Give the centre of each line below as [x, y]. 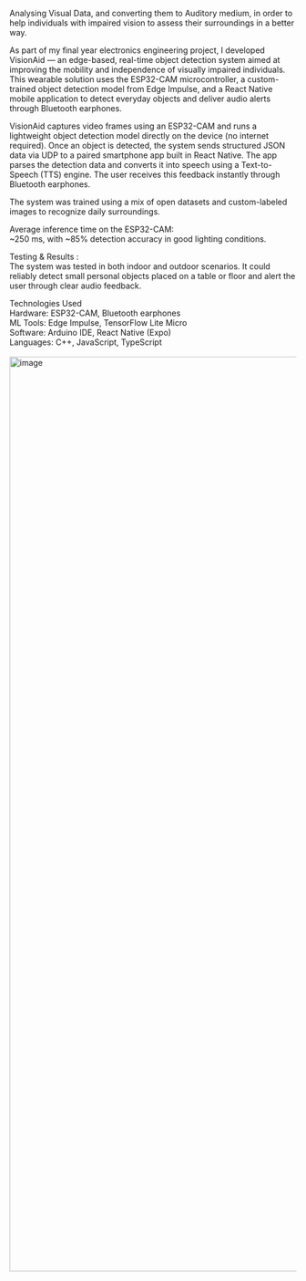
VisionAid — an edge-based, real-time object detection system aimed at [145, 60]
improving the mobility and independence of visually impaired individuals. [148, 69]
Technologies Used [46, 303]
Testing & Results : [44, 256]
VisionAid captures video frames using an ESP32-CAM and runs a [133, 126]
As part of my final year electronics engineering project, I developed [138, 50]
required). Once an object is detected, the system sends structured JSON [148, 146]
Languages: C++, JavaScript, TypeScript [86, 342]
